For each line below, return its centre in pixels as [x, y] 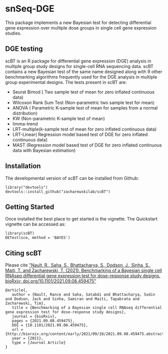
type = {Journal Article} [39, 343]
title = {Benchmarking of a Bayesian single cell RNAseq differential [87, 308]
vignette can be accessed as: [35, 224]
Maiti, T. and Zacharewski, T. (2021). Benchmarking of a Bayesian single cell [84, 270]
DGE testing [24, 49]
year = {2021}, [27, 338]
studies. [13, 33]
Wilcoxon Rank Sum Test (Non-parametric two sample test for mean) [83, 102]
